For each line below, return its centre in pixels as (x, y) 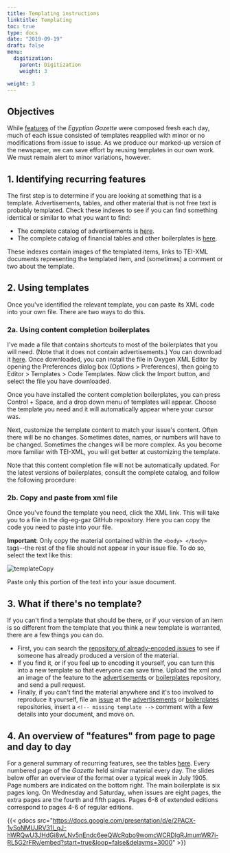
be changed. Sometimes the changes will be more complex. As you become (115, 444)
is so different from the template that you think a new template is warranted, (114, 628)
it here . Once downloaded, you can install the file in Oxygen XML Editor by (112, 360)
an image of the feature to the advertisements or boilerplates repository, (119, 678)
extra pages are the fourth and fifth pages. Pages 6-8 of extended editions (113, 800)
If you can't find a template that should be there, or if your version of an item (115, 620)
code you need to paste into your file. (60, 527)
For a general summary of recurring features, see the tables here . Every (109, 763)
